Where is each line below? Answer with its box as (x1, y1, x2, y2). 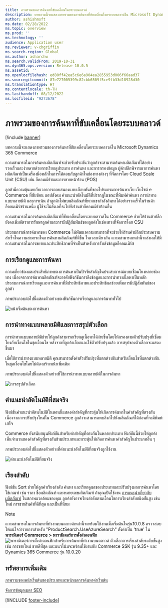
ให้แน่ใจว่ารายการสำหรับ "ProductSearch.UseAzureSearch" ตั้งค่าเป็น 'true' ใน (5, 526, 150, 532)
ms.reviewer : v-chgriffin (5, 45, 59, 50)
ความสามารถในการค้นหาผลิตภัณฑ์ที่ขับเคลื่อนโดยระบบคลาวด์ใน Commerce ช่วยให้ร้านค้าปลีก (5, 214, 162, 220)
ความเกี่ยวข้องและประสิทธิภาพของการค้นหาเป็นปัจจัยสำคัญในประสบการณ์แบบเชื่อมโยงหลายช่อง (5, 269, 160, 274)
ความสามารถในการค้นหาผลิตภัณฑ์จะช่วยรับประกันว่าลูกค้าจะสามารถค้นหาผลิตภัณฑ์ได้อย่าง (5, 160, 152, 166)
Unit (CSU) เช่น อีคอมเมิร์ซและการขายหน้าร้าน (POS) (5, 177, 97, 183)
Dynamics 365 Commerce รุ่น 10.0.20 (5, 549, 81, 555)
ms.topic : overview (5, 26, 46, 31)
